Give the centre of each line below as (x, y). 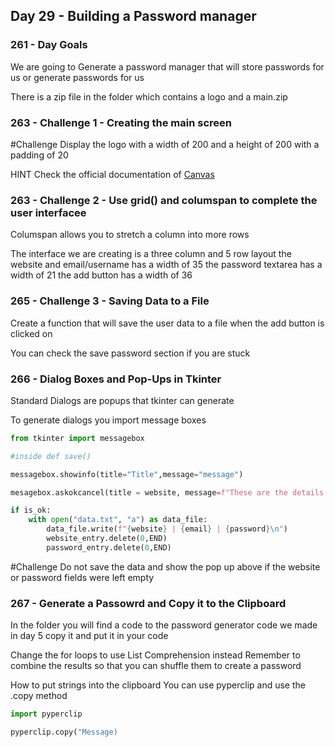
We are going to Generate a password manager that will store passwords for (167, 66)
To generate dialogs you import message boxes (108, 420)
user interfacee (48, 212)
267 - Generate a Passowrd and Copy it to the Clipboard (148, 603)
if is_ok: (31, 510)
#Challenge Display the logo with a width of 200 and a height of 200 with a (165, 144)
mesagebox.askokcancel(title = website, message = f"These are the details (167, 492)
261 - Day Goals (49, 45)
